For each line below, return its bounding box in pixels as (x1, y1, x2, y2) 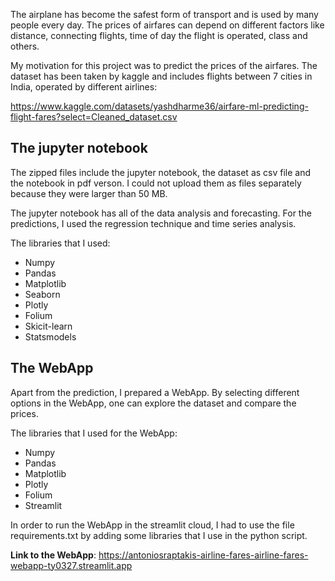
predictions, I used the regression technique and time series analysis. (10, 217, 297, 229)
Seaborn (24, 288, 61, 300)
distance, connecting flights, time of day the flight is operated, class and (10, 30, 308, 41)
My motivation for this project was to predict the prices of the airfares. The (10, 60, 318, 71)
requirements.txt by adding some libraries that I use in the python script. (10, 529, 308, 541)
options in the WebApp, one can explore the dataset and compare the (10, 397, 297, 409)
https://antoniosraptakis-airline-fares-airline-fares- (98, 549, 309, 561)
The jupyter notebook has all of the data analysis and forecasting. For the (10, 207, 312, 219)
